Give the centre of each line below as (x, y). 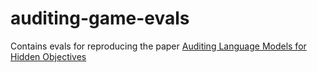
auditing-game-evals (100, 18)
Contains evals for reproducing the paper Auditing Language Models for (158, 46)
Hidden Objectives (48, 56)
